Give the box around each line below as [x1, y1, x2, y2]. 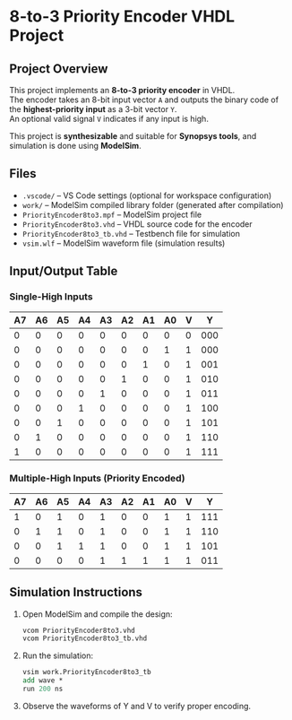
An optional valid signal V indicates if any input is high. [9, 114, 209, 124]
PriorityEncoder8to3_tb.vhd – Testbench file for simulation [21, 228, 240, 239]
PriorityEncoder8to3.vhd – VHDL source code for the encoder [21, 218, 253, 230]
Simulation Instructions [9, 585, 143, 600]
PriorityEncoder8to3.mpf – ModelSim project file [21, 209, 202, 220]
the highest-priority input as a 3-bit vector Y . [9, 104, 177, 114]
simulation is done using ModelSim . [9, 141, 142, 151]
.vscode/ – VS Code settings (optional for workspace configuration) [21, 190, 272, 201]
